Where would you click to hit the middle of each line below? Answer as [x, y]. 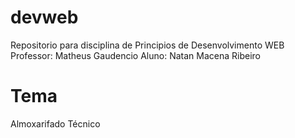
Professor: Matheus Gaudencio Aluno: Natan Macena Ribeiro [135, 55]
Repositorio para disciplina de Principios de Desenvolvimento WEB [147, 45]
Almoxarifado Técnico [55, 123]
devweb [44, 17]
